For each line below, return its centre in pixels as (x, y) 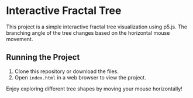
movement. (20, 39)
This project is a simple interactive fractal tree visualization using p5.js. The (97, 27)
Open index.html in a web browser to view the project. (80, 77)
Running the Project (43, 57)
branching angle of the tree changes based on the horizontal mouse (88, 32)
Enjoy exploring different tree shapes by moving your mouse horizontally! (94, 89)
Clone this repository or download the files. (66, 71)
